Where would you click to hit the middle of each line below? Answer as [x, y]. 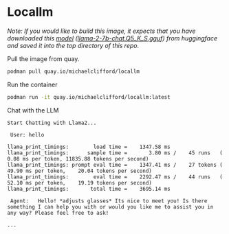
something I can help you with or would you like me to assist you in [110, 207]
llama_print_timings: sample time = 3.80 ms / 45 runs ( [115, 153]
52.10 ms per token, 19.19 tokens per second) [80, 183]
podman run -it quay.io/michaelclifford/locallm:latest [89, 97]
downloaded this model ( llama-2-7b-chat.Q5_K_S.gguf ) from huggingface [112, 38]
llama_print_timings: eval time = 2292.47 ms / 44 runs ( [115, 177]
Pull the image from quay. [43, 58]
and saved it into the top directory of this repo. [73, 45]
